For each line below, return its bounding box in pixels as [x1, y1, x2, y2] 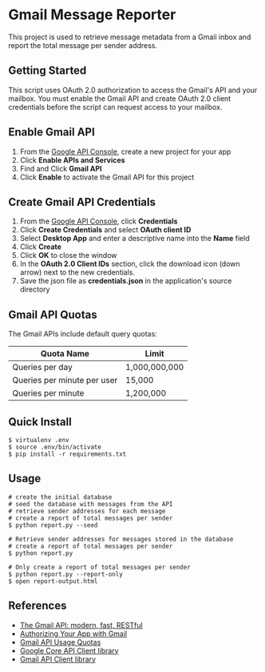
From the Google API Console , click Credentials [19, 216, 178, 226]
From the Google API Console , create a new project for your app [19, 147, 231, 156]
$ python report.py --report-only [8, 570, 124, 578]
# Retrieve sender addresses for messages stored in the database [8, 535, 234, 543]
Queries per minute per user [12, 375, 118, 386]
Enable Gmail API [8, 126, 96, 139]
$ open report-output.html [8, 577, 98, 585]
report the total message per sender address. [8, 40, 158, 50]
